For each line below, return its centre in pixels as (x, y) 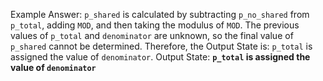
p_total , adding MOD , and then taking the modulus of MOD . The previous (155, 25)
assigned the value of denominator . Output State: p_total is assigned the (160, 57)
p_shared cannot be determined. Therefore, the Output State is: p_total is (161, 46)
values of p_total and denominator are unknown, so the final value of (152, 35)
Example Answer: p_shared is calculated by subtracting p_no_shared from (160, 14)
